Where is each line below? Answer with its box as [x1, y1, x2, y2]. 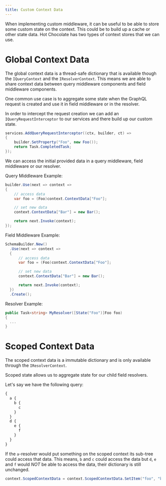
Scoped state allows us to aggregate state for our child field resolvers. [5, 372, 148, 378]
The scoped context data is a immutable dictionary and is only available [5, 357, 151, 363]
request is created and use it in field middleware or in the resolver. [5, 101, 140, 107]
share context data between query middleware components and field [5, 81, 146, 87]
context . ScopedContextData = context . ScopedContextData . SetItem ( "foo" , [5, 476, 156, 481]
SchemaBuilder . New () [5, 242, 48, 246]
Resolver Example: [5, 300, 43, 307]
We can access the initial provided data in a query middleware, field [5, 158, 143, 164]
